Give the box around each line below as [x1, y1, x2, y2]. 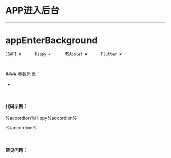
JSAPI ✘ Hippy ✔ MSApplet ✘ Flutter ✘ [5, 51, 122, 57]
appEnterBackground [5, 35, 98, 46]
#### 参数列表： [5, 71, 41, 77]
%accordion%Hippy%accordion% [5, 115, 77, 121]
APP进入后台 [5, 5, 60, 16]
